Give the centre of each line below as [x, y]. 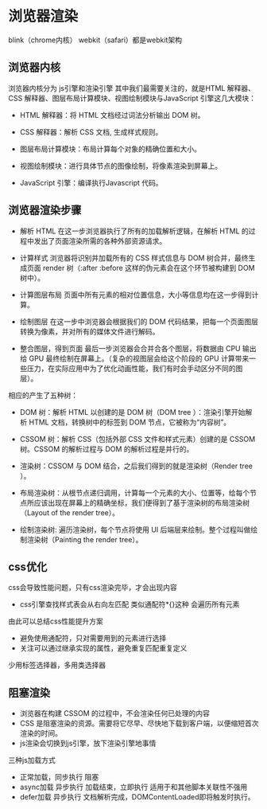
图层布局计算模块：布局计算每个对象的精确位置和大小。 [110, 149]
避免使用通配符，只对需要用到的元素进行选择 [93, 639]
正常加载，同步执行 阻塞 [59, 777]
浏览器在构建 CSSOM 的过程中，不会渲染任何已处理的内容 [115, 713]
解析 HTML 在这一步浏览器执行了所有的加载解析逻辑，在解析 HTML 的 [134, 231]
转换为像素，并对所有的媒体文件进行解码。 [89, 331]
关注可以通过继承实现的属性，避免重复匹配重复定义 [103, 648]
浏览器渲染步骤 [45, 211]
